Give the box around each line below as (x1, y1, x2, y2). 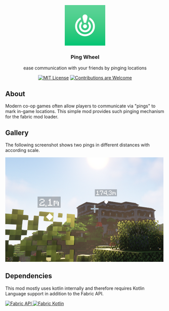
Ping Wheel (70, 53, 100, 60)
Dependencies (5, 271, 52, 281)
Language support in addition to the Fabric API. (5, 290, 104, 296)
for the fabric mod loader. (5, 114, 59, 120)
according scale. (5, 147, 40, 153)
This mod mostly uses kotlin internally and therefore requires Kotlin (5, 285, 145, 291)
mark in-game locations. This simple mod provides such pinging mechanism (5, 108, 164, 114)
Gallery (5, 128, 29, 137)
